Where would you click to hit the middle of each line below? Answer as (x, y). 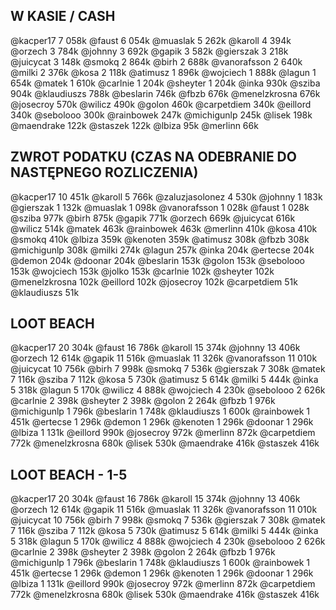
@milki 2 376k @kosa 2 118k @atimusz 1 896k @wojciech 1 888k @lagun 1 (163, 72)
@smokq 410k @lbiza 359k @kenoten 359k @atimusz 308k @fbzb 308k (160, 239)
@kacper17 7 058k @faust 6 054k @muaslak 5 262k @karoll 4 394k (151, 40)
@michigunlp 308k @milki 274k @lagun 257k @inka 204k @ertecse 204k (162, 250)
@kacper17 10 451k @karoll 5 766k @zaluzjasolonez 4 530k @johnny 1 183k (166, 196)
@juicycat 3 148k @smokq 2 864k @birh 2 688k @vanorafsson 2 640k (156, 61)
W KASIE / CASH (63, 16)
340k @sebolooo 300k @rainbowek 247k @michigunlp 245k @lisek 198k (161, 115)
